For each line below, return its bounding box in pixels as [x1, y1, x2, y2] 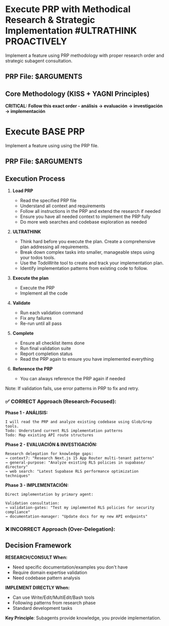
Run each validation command [20, 310, 83, 316]
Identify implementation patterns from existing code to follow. [20, 265, 148, 271]
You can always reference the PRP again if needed [20, 376, 126, 382]
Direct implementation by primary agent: [5, 492, 94, 497]
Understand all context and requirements [20, 203, 105, 209]
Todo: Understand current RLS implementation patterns [5, 428, 123, 433]
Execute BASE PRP [5, 126, 85, 137]
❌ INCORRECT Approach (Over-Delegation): [5, 526, 116, 533]
